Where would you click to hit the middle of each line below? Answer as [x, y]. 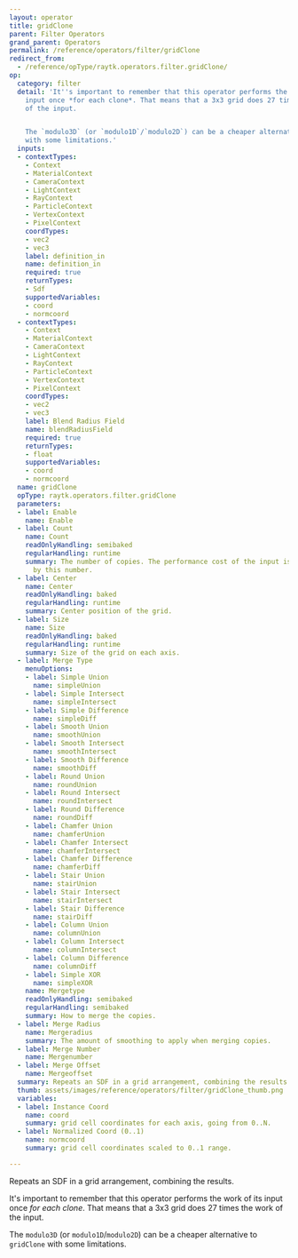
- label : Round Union [65, 776]
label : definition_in [65, 256]
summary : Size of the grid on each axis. [102, 653]
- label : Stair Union [65, 876]
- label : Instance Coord [63, 1107]
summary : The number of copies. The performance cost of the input [152, 561]
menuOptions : [49, 669]
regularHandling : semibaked [77, 1008]
